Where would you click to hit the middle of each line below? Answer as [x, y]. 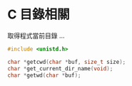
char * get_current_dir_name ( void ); [60, 68]
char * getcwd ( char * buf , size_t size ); [67, 62]
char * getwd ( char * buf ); [44, 75]
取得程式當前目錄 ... [36, 36]
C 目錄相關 [39, 15]
